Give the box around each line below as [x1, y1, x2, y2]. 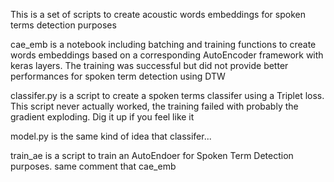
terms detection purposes [10, 19, 117, 31]
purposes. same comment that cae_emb [10, 160, 177, 172]
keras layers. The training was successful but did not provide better [10, 60, 289, 71]
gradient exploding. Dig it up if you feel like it [10, 111, 195, 123]
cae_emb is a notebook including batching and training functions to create [10, 39, 317, 50]
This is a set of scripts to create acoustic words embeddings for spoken [10, 9, 306, 20]
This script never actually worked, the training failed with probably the [10, 100, 299, 112]
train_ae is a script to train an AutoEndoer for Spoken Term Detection [10, 150, 294, 161]
